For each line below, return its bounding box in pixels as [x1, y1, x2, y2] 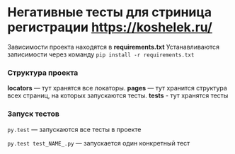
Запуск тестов [7, 109, 60, 119]
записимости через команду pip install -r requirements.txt [7, 50, 195, 59]
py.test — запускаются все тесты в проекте [7, 125, 142, 134]
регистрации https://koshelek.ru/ [7, 19, 212, 35]
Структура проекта [7, 68, 79, 78]
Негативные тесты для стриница [7, 4, 212, 20]
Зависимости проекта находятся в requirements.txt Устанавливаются [7, 42, 220, 51]
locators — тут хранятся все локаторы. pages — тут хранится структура [7, 84, 228, 93]
